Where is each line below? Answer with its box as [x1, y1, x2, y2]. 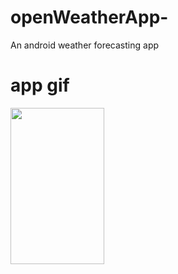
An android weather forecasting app [10, 39, 160, 51]
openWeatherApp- [10, 6, 169, 29]
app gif [10, 74, 70, 97]
